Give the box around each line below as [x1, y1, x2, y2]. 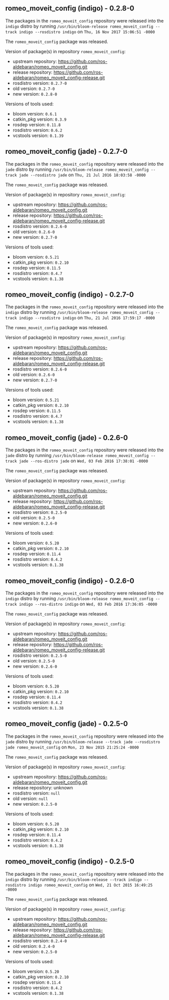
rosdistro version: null [12, 790, 60, 796]
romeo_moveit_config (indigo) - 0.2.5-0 [5, 857, 134, 866]
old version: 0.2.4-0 [12, 943, 55, 949]
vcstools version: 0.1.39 [12, 132, 64, 139]
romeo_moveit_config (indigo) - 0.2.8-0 [5, 4, 134, 13]
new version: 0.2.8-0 [12, 90, 57, 97]
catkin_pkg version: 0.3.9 [12, 116, 67, 122]
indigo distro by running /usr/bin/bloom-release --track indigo [5, 876, 142, 882]
